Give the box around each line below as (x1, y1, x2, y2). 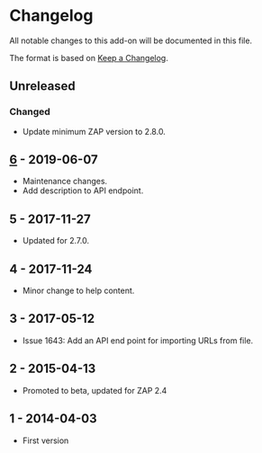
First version (22, 435, 69, 446)
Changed (9, 105, 51, 118)
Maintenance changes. (22, 176, 108, 187)
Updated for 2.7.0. (22, 235, 90, 246)
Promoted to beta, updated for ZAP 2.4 (22, 385, 167, 395)
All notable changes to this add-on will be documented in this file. (9, 35, 253, 46)
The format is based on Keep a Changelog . (9, 52, 168, 63)
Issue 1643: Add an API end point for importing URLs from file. (22, 334, 254, 346)
